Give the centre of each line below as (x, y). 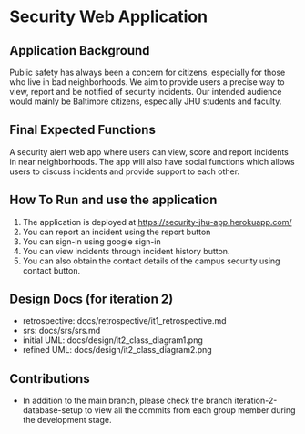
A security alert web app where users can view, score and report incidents (149, 151)
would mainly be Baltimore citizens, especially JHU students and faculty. (146, 101)
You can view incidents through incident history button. (126, 251)
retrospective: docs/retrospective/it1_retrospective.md (124, 321)
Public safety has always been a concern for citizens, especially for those (147, 72)
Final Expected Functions (83, 130)
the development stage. (67, 420)
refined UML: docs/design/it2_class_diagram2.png (117, 350)
